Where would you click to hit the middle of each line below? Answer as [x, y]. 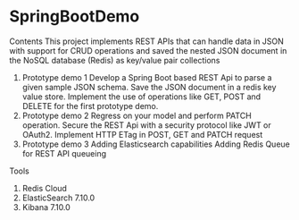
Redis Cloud [44, 188]
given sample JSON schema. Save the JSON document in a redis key [149, 87]
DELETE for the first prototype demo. [90, 106]
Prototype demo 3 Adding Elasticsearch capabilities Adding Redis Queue [156, 144]
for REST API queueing [64, 153]
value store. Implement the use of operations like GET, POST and [141, 97]
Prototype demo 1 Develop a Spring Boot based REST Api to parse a [147, 77]
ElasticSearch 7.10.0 [58, 198]
